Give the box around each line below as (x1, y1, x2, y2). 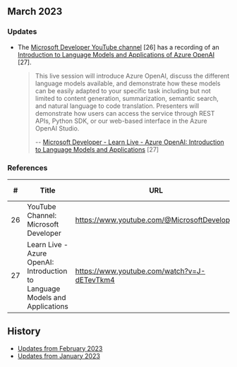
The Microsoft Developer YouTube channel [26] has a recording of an (17, 42, 220, 52)
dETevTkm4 (75, 275, 115, 284)
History (7, 325, 41, 337)
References (7, 162, 48, 172)
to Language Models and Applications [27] (35, 145, 159, 154)
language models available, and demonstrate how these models (35, 79, 221, 88)
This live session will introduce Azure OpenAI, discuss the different (35, 71, 230, 80)
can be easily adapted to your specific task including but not (35, 86, 212, 95)
